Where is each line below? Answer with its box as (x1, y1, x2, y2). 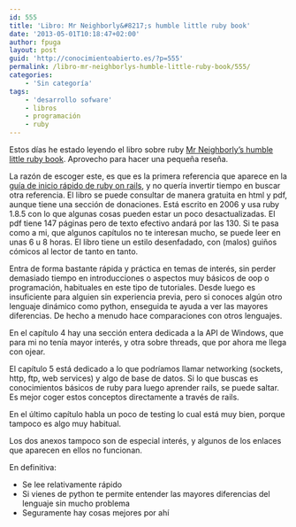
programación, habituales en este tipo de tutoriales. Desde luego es (9, 283, 256, 292)
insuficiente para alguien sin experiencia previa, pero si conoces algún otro (9, 291, 283, 302)
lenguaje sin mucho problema (21, 498, 131, 508)
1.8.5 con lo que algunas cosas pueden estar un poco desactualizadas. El (9, 209, 276, 219)
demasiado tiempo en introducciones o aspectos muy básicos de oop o (9, 273, 269, 283)
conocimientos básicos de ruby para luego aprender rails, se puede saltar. (9, 383, 280, 392)
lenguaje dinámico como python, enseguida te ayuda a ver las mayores (9, 301, 269, 311)
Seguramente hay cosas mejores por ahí (21, 508, 170, 518)
